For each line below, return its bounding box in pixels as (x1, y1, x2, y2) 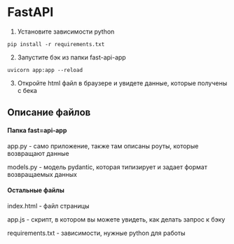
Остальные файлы (7, 186, 65, 194)
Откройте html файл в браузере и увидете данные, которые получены (17, 78, 228, 87)
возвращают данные (7, 149, 69, 157)
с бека (17, 86, 37, 94)
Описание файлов (7, 106, 91, 119)
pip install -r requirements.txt (7, 41, 105, 48)
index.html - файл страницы (7, 201, 90, 210)
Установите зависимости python (17, 27, 115, 36)
